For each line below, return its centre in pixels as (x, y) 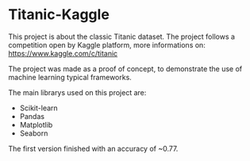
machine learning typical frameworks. (70, 77)
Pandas (32, 116)
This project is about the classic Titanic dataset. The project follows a (122, 36)
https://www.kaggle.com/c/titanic (63, 53)
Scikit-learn (38, 108)
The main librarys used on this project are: (77, 92)
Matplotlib (36, 125)
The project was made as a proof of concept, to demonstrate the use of (125, 68)
